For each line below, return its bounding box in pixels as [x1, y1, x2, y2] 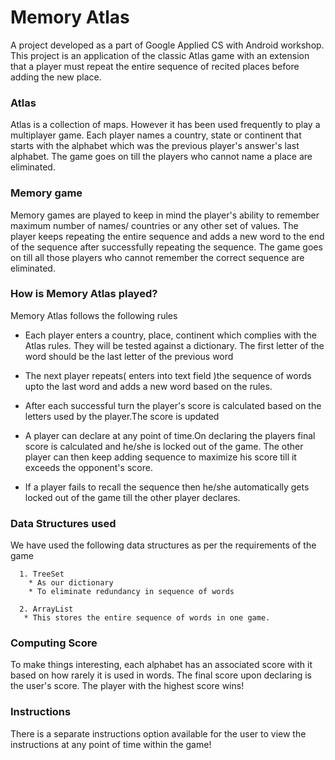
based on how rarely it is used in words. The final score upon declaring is [10, 669, 312, 681]
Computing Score [10, 636, 98, 650]
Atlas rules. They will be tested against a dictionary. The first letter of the [24, 339, 325, 351]
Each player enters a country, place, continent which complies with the [24, 329, 317, 341]
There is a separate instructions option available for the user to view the [10, 727, 307, 740]
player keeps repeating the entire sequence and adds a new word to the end [10, 230, 325, 242]
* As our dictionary [28, 578, 114, 588]
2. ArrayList [19, 604, 74, 615]
